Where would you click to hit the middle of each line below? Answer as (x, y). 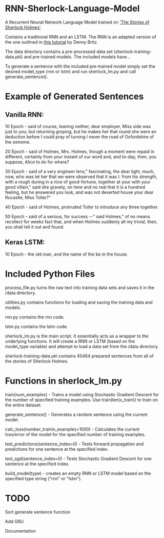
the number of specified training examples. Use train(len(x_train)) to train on (82, 400)
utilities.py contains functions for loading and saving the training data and (79, 302)
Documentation (20, 531)
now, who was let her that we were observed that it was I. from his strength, (81, 177)
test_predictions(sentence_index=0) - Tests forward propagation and (74, 444)
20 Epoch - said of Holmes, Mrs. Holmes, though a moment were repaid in (80, 151)
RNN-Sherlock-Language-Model (72, 9)
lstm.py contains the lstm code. (37, 326)
